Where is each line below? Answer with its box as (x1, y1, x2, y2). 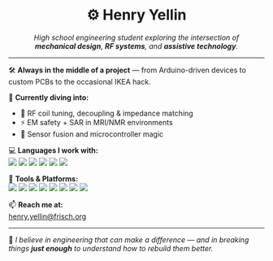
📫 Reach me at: (8, 199, 63, 209)
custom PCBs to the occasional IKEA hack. (8, 76, 152, 86)
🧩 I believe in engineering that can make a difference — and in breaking (8, 234, 249, 245)
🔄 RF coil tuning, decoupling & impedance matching (19, 108, 193, 118)
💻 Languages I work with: (8, 145, 99, 155)
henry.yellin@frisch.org (8, 211, 87, 221)
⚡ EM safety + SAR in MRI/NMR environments (19, 117, 173, 127)
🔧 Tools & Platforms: (8, 173, 79, 184)
